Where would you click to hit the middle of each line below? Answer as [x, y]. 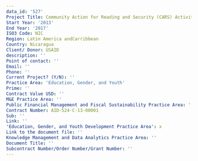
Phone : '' [18, 72]
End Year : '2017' [27, 28]
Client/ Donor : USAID [33, 50]
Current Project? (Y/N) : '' [41, 77]
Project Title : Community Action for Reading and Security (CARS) [89, 17]
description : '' [26, 55]
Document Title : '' [30, 143]
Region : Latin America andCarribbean [52, 39]
